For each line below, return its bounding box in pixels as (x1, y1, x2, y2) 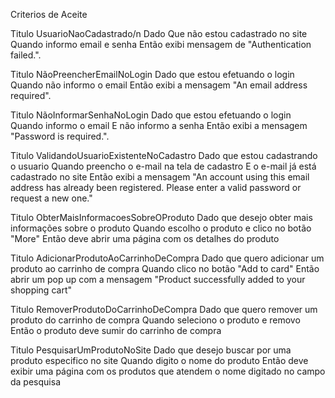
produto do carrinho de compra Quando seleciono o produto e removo (10, 314, 301, 326)
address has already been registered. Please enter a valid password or (10, 182, 302, 193)
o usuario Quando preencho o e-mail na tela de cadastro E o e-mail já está (10, 160, 317, 172)
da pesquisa (10, 376, 61, 388)
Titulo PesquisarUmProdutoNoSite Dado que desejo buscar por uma (10, 344, 292, 356)
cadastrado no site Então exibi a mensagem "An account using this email (10, 171, 310, 183)
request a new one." (10, 192, 93, 204)
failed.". (10, 49, 42, 61)
